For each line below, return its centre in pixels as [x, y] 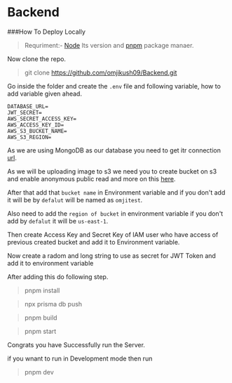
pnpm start [40, 331]
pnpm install [42, 290]
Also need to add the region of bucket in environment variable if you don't [115, 213]
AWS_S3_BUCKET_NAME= [37, 131]
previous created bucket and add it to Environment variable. [94, 242]
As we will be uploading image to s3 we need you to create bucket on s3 [112, 171]
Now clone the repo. [37, 59]
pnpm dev [39, 372]
